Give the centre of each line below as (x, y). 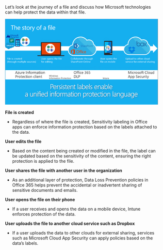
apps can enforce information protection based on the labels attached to (84, 127)
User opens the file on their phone (40, 199)
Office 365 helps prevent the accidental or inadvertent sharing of (77, 185)
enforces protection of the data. (44, 214)
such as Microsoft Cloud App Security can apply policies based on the (82, 238)
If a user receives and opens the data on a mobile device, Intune (76, 209)
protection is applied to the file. (43, 161)
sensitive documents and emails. (45, 190)
